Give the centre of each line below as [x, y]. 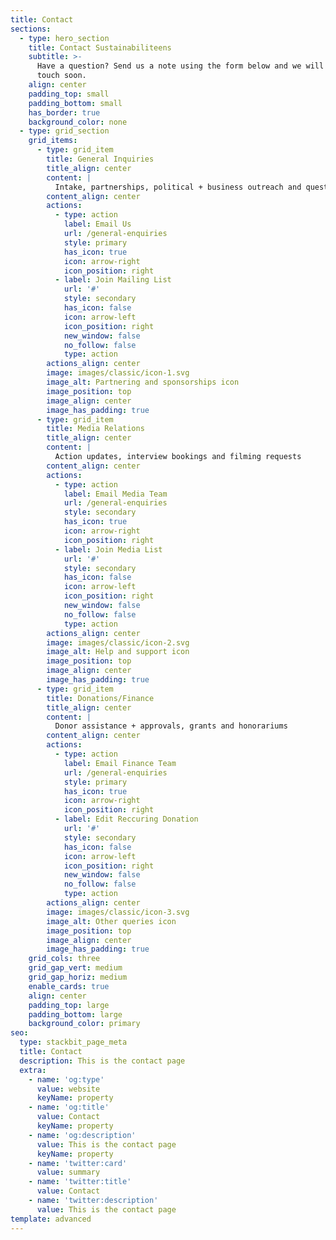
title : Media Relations [95, 429]
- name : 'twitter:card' [78, 1163]
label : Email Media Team [115, 494]
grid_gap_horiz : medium [78, 977]
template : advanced [51, 1219]
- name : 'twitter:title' [80, 1182]
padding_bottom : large [75, 1014]
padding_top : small [69, 94]
